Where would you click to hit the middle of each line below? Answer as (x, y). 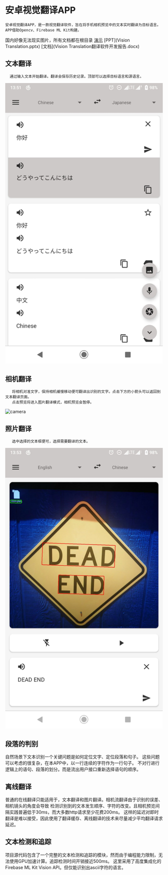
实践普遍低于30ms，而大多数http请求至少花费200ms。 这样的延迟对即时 (84, 812)
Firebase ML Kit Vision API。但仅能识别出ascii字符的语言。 (65, 867)
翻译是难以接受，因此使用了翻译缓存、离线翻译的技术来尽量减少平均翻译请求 (84, 818)
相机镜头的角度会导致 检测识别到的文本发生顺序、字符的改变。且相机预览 (80, 806)
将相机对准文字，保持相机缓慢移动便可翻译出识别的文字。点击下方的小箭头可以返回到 (86, 392)
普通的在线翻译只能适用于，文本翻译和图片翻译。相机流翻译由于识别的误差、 (84, 800)
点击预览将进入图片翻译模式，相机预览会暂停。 (53, 402)
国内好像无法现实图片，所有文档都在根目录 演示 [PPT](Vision (67, 40)
